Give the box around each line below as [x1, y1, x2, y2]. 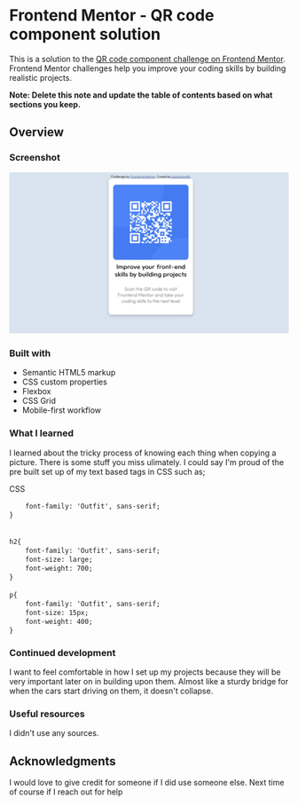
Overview [9, 125, 65, 140]
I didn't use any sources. [9, 728, 99, 739]
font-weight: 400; [25, 617, 93, 626]
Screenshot [9, 152, 60, 164]
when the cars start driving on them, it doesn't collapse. [9, 685, 214, 696]
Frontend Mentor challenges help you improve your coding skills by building [9, 63, 286, 74]
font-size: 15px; [25, 608, 90, 617]
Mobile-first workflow [21, 405, 102, 415]
